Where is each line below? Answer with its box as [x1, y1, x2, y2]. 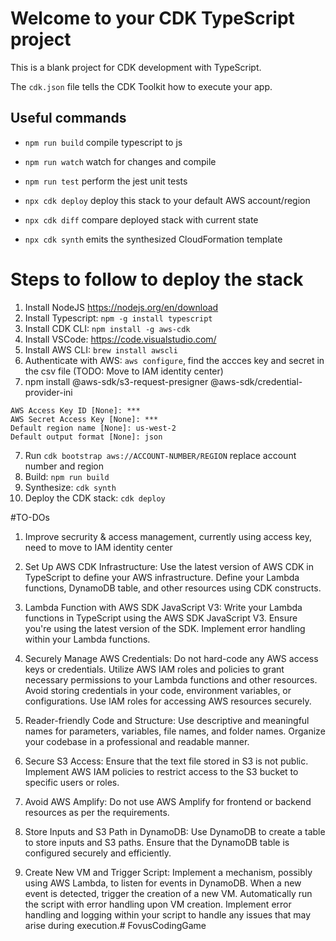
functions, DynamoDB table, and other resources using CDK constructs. [24, 582, 322, 594]
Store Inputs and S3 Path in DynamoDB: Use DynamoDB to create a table [24, 825, 326, 837]
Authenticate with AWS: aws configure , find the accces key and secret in [24, 354, 325, 366]
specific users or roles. [24, 776, 120, 788]
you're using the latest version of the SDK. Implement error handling [24, 622, 306, 634]
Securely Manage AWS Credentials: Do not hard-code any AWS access [24, 652, 319, 664]
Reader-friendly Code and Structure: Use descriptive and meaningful [24, 714, 310, 726]
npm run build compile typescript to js [24, 136, 183, 148]
